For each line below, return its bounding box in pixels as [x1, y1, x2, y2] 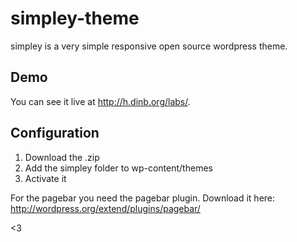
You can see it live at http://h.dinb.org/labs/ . [10, 95, 191, 107]
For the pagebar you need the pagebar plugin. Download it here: [10, 192, 276, 204]
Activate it [24, 172, 67, 184]
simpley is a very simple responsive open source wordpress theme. [10, 40, 288, 52]
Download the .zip [24, 151, 100, 163]
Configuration [10, 125, 100, 142]
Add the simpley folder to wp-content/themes [24, 162, 213, 174]
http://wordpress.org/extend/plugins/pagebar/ [10, 202, 201, 214]
